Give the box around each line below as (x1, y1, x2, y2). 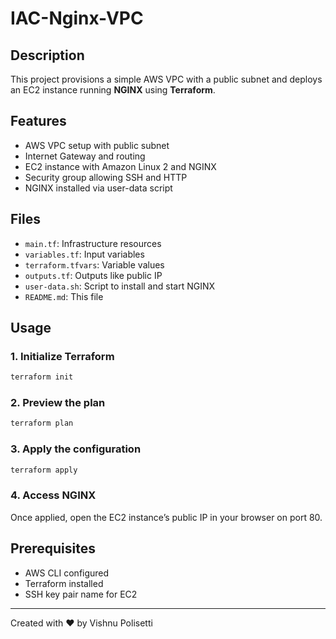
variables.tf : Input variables (24, 248, 145, 260)
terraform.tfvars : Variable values (24, 258, 165, 271)
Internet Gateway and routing (24, 150, 146, 162)
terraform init (10, 372, 74, 382)
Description (10, 47, 85, 64)
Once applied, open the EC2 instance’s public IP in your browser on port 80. (10, 511, 323, 523)
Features (10, 113, 67, 130)
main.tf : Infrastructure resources (24, 237, 162, 249)
